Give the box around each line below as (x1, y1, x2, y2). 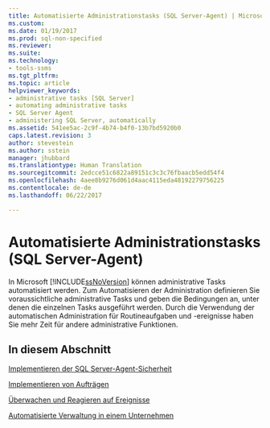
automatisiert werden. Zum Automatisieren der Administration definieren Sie (8, 285, 260, 294)
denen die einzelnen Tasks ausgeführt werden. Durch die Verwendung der (8, 302, 256, 312)
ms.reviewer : (8, 42, 52, 50)
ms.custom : (8, 19, 45, 27)
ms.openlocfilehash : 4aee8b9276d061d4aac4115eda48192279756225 (8, 176, 225, 185)
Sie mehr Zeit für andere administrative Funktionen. (8, 319, 178, 329)
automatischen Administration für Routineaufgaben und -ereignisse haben (8, 311, 254, 320)
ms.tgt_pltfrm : (8, 72, 59, 80)
